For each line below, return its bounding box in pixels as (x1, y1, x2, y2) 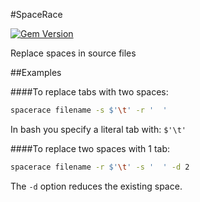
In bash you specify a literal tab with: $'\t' (10, 123, 187, 135)
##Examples (10, 67, 62, 78)
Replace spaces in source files (10, 47, 137, 59)
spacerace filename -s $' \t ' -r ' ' (10, 105, 168, 115)
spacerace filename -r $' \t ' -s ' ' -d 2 (10, 162, 190, 172)
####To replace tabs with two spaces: (10, 86, 169, 98)
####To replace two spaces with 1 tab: (10, 142, 171, 154)
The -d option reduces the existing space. (10, 180, 183, 192)
